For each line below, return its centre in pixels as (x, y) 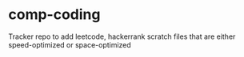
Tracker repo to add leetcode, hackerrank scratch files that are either (122, 36)
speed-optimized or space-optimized (70, 44)
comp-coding (54, 15)
